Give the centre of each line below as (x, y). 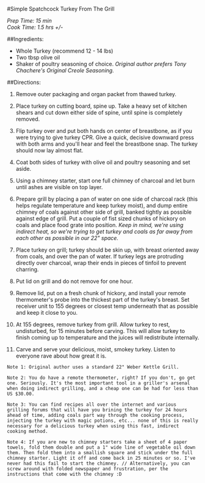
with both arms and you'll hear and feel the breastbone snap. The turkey (106, 144)
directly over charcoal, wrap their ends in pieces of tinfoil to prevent (101, 263)
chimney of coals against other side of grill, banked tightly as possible (103, 212)
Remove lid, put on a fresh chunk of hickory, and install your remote (101, 293)
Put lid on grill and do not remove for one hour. (74, 281)
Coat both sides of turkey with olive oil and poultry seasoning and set (103, 162)
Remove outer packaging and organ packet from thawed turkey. (96, 94)
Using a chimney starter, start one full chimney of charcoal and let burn (105, 181)
